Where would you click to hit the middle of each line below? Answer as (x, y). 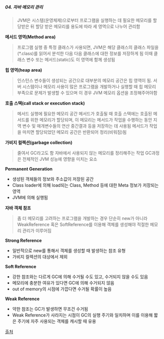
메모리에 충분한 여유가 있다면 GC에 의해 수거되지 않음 (63, 282)
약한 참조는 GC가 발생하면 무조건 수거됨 (50, 309)
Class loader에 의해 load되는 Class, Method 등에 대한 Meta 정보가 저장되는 (85, 185)
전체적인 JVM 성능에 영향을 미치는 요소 (60, 159)
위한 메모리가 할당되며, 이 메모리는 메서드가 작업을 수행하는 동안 (91, 119)
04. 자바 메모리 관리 (24, 7)
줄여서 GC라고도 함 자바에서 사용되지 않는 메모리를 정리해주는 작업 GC (84, 153)
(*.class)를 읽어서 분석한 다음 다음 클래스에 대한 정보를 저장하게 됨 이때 (85, 53)
